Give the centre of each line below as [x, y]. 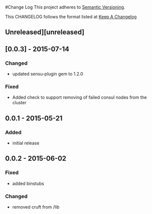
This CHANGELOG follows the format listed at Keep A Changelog [71, 17]
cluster [19, 103]
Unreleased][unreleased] [45, 32]
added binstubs [28, 183]
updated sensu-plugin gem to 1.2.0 [48, 74]
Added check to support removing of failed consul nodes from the [79, 97]
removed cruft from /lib [36, 207]
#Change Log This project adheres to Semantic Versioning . [65, 7]
